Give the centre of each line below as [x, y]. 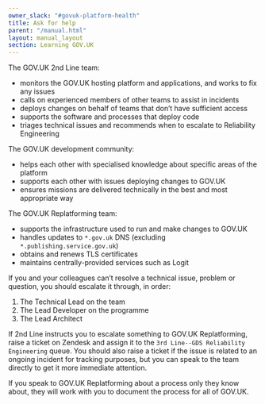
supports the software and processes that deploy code [109, 117]
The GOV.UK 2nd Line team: [54, 67]
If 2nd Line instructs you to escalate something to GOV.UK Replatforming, [128, 334]
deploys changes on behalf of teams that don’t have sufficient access [134, 109]
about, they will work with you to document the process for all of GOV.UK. [129, 392]
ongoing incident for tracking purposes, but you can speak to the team [124, 360]
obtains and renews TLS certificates [79, 254]
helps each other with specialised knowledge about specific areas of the [138, 164]
